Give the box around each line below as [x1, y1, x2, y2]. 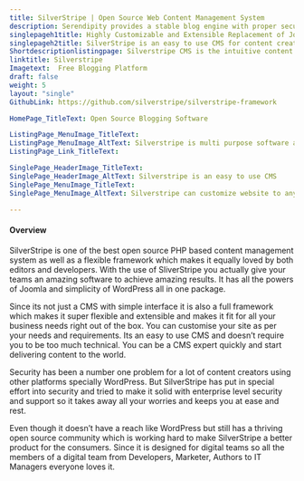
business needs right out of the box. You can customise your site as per [9, 320, 278, 331]
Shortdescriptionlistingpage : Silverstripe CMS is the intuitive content [9, 47, 294, 56]
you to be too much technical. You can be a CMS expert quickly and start [9, 339, 282, 350]
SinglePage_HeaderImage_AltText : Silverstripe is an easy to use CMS [9, 171, 278, 181]
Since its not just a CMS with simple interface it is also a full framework [9, 301, 274, 312]
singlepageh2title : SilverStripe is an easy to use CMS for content [9, 38, 273, 48]
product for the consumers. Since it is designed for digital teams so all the [9, 441, 285, 453]
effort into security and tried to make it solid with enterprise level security [9, 386, 283, 397]
